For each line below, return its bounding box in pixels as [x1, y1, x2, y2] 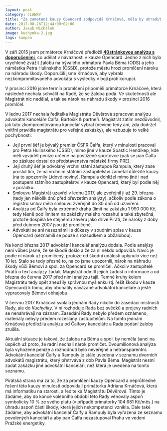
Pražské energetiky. [5, 420, 46, 426]
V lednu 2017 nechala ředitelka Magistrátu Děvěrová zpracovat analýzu [5, 111, 151, 117]
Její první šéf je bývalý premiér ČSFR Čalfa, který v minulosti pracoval [12, 142, 156, 148]
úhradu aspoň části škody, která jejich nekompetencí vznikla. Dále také [5, 404, 151, 410]
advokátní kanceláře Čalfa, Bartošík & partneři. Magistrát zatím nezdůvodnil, [5, 116, 161, 122]
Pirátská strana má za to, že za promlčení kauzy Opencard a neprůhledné [5, 377, 156, 383]
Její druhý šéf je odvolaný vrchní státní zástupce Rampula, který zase [12, 163, 156, 169]
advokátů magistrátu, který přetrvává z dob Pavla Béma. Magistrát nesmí [5, 357, 155, 363]
